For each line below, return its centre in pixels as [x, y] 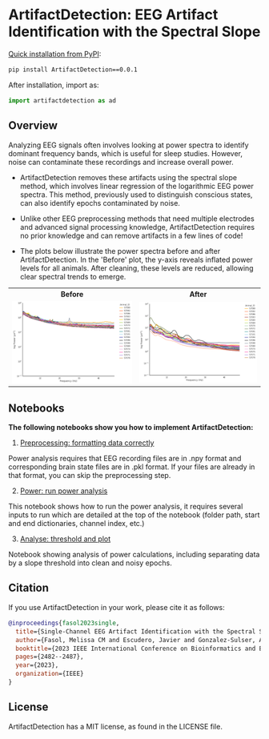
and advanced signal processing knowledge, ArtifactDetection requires [137, 227]
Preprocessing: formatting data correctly [87, 443]
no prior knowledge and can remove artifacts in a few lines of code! [131, 235]
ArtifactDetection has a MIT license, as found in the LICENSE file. [115, 726]
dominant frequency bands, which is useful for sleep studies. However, [125, 153]
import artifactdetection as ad [62, 100]
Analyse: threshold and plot [65, 539]
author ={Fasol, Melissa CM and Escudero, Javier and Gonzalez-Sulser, [136, 640]
